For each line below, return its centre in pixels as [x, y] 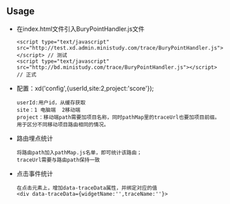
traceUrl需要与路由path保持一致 [58, 160]
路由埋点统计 [34, 138]
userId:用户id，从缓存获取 [51, 103]
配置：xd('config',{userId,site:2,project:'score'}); [85, 88]
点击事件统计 [34, 173]
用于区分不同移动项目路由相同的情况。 [63, 124]
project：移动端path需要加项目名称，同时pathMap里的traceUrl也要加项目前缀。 [118, 117]
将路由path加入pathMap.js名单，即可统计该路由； [79, 152]
